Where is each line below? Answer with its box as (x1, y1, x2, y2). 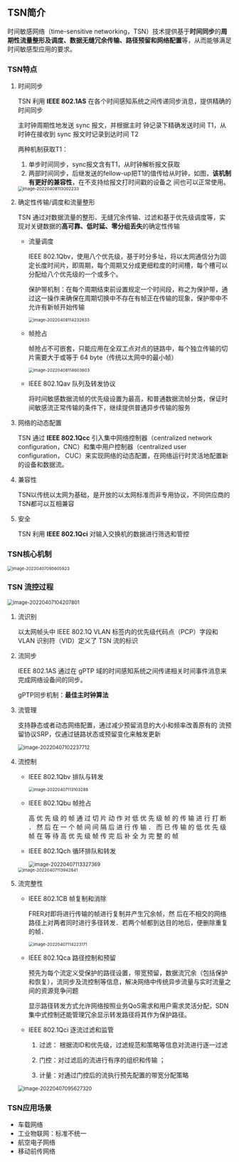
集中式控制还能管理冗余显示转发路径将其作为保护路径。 (28, 1010, 191, 1019)
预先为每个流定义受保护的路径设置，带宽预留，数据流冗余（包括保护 (28, 968, 228, 977)
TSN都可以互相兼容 (17, 500, 75, 508)
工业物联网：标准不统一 (17, 1129, 87, 1137)
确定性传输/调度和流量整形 (17, 198, 95, 206)
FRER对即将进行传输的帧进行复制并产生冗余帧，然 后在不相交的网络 (28, 909, 227, 918)
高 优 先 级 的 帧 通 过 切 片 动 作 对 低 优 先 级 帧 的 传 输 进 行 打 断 (28, 813, 227, 822)
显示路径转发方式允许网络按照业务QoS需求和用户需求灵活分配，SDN (28, 1001, 229, 1010)
